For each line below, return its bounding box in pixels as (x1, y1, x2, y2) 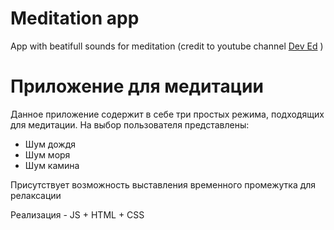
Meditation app (10, 7, 140, 30)
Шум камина (24, 159, 80, 171)
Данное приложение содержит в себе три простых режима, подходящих (10, 108, 325, 120)
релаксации (10, 189, 62, 201)
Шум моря (24, 148, 71, 161)
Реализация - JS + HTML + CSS (10, 208, 145, 221)
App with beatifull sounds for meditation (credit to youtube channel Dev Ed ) (10, 40, 324, 52)
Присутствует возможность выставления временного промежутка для (10, 178, 317, 191)
